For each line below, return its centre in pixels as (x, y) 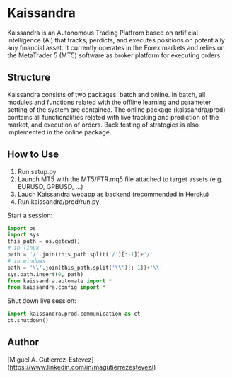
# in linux (23, 248)
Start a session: (30, 215)
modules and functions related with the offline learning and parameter (109, 102)
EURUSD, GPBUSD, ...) (50, 186)
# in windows (27, 261)
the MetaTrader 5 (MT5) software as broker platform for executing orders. (115, 55)
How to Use (33, 155)
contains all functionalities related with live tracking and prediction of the (113, 117)
